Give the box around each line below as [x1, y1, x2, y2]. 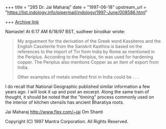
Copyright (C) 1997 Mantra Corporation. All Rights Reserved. [5, 119, 129, 124]
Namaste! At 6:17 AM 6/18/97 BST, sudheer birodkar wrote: [5, 29, 125, 34]
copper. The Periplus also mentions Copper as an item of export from [17, 59, 159, 65]
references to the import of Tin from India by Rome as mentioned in [17, 49, 155, 54]
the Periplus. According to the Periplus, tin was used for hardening [17, 54, 154, 60]
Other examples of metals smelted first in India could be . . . [17, 74, 139, 80]
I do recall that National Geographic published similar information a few [5, 84, 150, 89]
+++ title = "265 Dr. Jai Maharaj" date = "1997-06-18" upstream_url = [5, 4, 147, 10]
